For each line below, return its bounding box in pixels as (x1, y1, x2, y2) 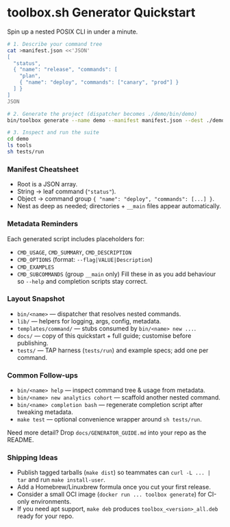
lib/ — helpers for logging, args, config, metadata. (16, 317, 162, 325)
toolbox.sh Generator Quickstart (7, 5, 196, 21)
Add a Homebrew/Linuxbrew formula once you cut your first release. (16, 483, 211, 491)
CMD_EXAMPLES (16, 264, 55, 271)
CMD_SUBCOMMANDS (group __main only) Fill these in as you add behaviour (16, 269, 216, 278)
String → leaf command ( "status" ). (16, 187, 116, 196)
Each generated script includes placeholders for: (7, 234, 145, 243)
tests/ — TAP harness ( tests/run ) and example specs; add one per (16, 346, 209, 354)
